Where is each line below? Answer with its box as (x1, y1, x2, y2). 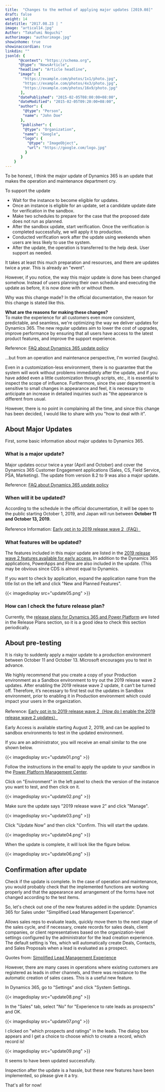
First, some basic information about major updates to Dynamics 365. (5, 438, 144, 444)
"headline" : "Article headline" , (18, 67, 87, 72)
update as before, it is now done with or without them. (5, 285, 115, 291)
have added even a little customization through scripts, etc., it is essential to (5, 375, 159, 381)
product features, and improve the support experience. (5, 335, 117, 342)
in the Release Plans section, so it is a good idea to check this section (5, 619, 146, 625)
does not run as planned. (12, 218, 63, 224)
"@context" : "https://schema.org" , (18, 58, 92, 63)
